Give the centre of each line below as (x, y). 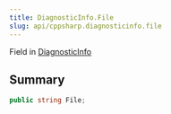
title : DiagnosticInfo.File (62, 18)
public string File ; (48, 101)
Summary (37, 79)
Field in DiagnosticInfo (51, 51)
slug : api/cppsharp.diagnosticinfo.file (86, 26)
